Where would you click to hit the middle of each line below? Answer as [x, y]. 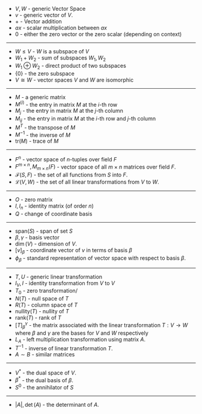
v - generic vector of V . [44, 15]
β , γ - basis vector [37, 238]
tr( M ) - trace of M [37, 141]
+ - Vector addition [38, 21]
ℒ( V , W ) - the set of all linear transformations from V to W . [87, 182]
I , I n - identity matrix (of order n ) [54, 207]
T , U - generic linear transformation [59, 277]
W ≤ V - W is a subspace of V [52, 51]
